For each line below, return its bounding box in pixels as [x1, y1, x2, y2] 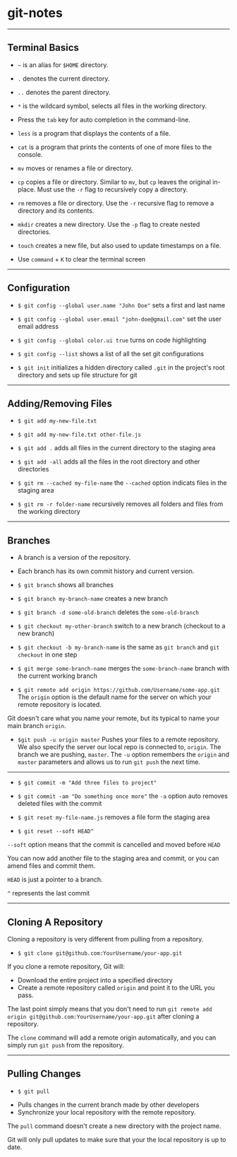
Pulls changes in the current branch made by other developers [17, 1100, 200, 1109]
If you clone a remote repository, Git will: [7, 963, 125, 970]
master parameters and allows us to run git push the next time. [17, 758, 201, 766]
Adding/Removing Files [7, 397, 113, 409]
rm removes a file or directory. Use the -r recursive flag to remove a [17, 199, 214, 207]
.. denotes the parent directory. [17, 88, 111, 96]
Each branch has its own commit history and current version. [17, 567, 195, 575]
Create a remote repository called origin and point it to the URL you [17, 984, 215, 992]
